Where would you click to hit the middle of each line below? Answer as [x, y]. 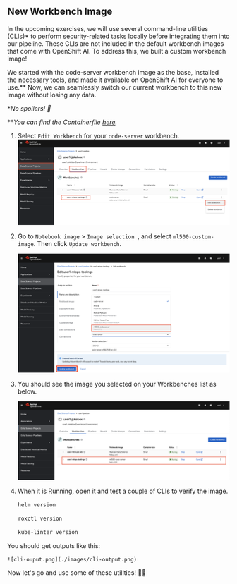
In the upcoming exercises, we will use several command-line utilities [108, 28]
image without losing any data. [52, 95]
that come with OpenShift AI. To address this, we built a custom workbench [117, 51]
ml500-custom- [193, 237]
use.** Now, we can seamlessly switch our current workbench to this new [115, 87]
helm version [37, 505]
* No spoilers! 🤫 [29, 108]
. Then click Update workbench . [78, 244]
